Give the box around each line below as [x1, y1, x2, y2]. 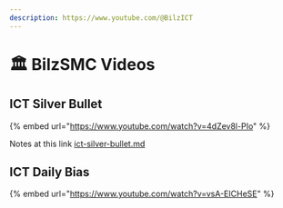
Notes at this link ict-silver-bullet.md [9, 138, 146, 149]
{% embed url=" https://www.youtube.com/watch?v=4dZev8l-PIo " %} [9, 120, 271, 132]
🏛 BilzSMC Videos [9, 54, 156, 74]
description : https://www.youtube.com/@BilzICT [9, 13, 194, 23]
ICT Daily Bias [9, 164, 90, 180]
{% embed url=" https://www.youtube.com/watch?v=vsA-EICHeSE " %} [9, 188, 275, 200]
